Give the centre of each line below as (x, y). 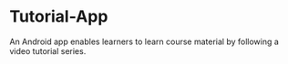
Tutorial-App (59, 17)
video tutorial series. (48, 50)
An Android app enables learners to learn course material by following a (144, 41)
